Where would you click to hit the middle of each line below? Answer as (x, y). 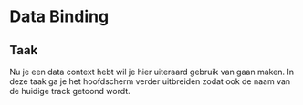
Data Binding (59, 17)
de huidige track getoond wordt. (70, 91)
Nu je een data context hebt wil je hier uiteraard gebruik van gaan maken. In (152, 72)
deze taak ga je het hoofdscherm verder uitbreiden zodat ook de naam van (150, 81)
